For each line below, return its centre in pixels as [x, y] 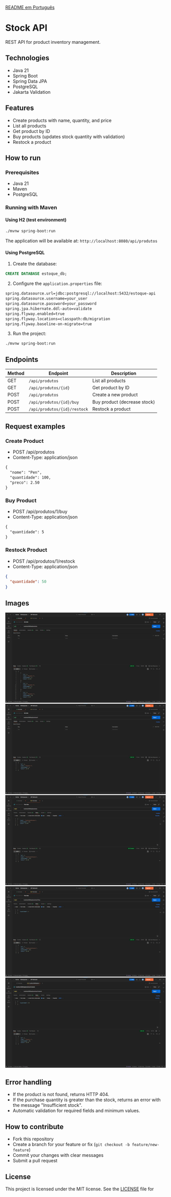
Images [17, 603]
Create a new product [115, 395]
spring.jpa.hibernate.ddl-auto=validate [49, 309]
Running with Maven [31, 207]
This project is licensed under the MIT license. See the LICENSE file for [80, 1189]
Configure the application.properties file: [57, 284]
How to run [23, 158]
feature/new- [145, 1145]
